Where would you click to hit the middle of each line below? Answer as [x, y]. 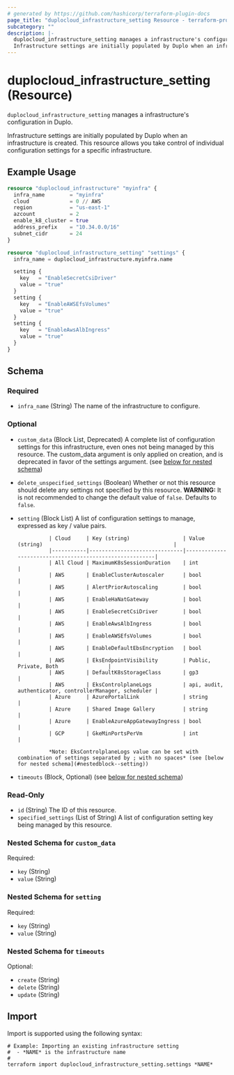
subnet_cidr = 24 [48, 233]
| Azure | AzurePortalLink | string [128, 697]
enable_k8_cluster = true [51, 221]
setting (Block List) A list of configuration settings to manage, [106, 518]
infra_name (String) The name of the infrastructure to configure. [109, 406]
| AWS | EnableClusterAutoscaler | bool [125, 575]
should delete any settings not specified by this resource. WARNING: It [119, 490]
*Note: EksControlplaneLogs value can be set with [124, 752]
